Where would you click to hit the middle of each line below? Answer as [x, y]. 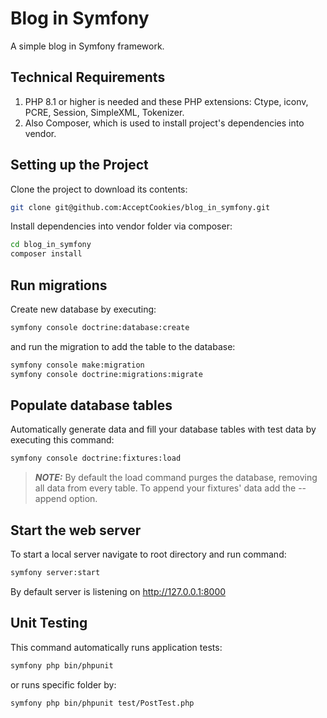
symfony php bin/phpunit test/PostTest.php [102, 703]
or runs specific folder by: [63, 684]
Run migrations [59, 285]
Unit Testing [49, 623]
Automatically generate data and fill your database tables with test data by [163, 429]
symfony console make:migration [77, 365]
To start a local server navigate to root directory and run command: [148, 554]
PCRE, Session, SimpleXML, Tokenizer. [104, 112]
